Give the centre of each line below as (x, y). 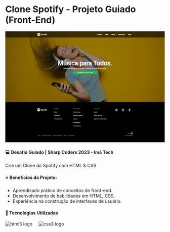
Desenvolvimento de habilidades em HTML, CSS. (64, 196)
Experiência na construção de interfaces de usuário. (67, 201)
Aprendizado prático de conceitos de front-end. (62, 191)
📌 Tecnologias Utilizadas (32, 213)
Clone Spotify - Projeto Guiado (71, 9)
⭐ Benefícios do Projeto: (31, 177)
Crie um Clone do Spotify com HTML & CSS (51, 166)
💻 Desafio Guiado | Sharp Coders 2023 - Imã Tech (59, 152)
